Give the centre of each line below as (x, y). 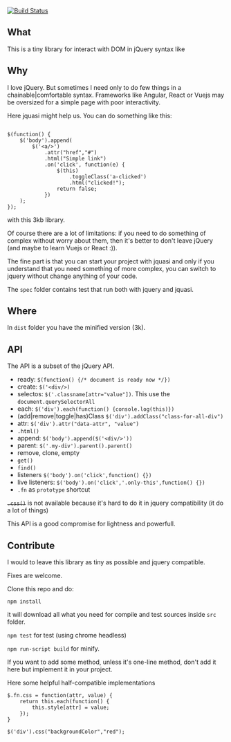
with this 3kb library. (36, 220)
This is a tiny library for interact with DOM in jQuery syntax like (96, 49)
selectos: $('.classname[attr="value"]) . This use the (94, 394)
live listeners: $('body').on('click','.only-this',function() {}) (111, 482)
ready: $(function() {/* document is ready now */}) (94, 380)
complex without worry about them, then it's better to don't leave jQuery (110, 240)
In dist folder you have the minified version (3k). (76, 328)
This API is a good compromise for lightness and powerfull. (91, 524)
